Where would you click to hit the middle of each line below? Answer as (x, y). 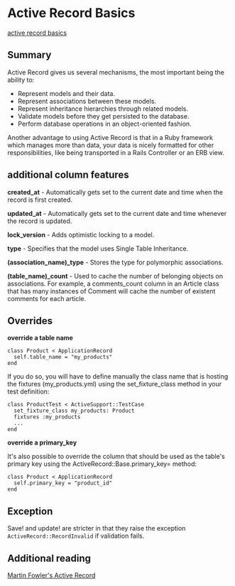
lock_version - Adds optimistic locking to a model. (81, 234)
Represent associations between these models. (87, 101)
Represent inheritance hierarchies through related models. (103, 109)
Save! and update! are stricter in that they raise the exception (97, 528)
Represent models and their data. (66, 93)
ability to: (21, 80)
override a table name (40, 338)
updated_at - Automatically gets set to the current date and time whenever (117, 213)
